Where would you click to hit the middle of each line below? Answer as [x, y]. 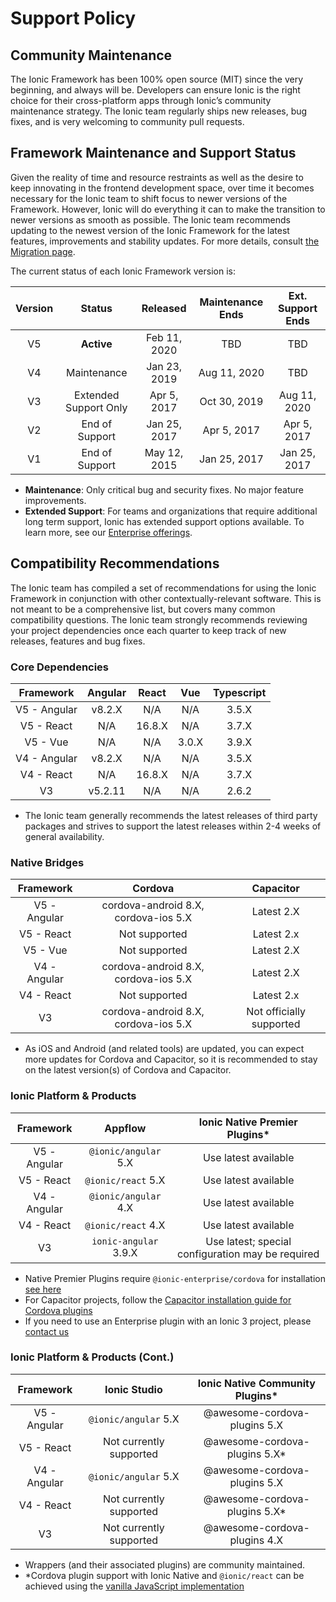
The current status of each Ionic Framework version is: [123, 271]
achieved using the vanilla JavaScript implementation [134, 1586]
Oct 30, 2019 [231, 401]
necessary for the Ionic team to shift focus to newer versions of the [149, 198]
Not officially [276, 1012]
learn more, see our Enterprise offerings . [108, 532]
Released [164, 308]
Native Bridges [47, 862]
